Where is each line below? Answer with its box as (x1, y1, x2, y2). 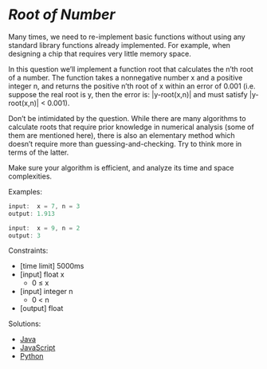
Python (19, 351, 44, 361)
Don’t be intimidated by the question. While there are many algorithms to (8, 113, 246, 123)
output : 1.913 (8, 210, 56, 218)
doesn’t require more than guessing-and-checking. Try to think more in (8, 139, 242, 148)
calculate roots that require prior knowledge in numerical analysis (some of (8, 122, 255, 132)
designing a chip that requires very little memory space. (8, 49, 191, 58)
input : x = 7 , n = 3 (8, 202, 80, 210)
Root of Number (8, 6, 116, 24)
